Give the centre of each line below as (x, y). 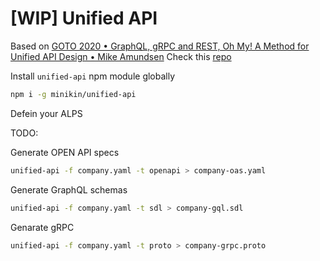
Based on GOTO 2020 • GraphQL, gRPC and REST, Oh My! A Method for (160, 46)
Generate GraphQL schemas (69, 189)
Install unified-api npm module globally (93, 76)
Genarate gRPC (42, 227)
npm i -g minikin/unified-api (73, 94)
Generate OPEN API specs (65, 152)
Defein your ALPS (46, 113)
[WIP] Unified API (84, 18)
